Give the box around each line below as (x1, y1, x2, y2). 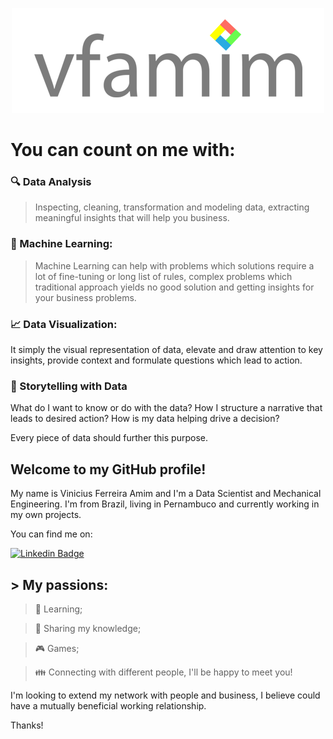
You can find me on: (10, 528, 93, 540)
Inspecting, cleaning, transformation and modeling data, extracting (34, 201, 310, 213)
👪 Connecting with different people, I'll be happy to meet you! (34, 666, 293, 678)
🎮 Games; (34, 643, 80, 654)
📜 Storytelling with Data (10, 379, 128, 393)
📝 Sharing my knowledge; (34, 623, 142, 634)
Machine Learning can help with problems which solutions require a (34, 259, 315, 272)
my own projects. (10, 509, 82, 521)
